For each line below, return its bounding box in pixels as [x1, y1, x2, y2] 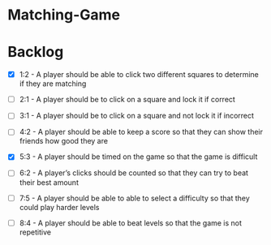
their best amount [19, 177, 79, 187]
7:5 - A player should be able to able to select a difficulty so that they [19, 193, 251, 203]
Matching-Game [7, 6, 121, 24]
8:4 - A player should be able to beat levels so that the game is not [19, 217, 243, 228]
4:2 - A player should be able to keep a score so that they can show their [19, 127, 264, 137]
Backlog [7, 43, 64, 62]
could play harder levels [19, 202, 100, 212]
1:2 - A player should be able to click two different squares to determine [19, 70, 259, 80]
